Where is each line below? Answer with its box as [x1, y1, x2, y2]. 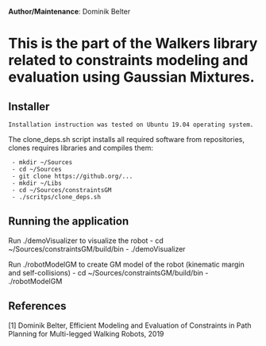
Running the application [8, 214, 129, 229]
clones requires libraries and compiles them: [8, 143, 153, 152]
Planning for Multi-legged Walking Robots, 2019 [8, 329, 164, 338]
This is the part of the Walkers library [8, 35, 258, 52]
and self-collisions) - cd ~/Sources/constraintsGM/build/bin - [8, 267, 209, 277]
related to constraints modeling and [8, 52, 249, 70]
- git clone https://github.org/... [11, 172, 133, 180]
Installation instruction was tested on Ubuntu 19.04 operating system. [8, 121, 254, 129]
